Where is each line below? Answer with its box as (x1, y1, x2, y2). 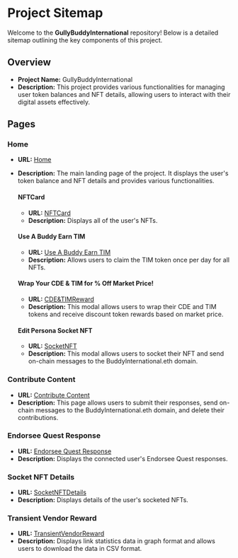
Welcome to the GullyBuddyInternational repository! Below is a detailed (7, 28, 219, 37)
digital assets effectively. (17, 98, 91, 106)
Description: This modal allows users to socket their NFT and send (28, 349, 225, 358)
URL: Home (17, 156, 52, 164)
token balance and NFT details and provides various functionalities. (17, 177, 215, 185)
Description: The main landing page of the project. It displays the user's (17, 169, 229, 178)
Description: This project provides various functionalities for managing (17, 83, 225, 91)
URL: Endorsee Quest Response (17, 447, 112, 455)
